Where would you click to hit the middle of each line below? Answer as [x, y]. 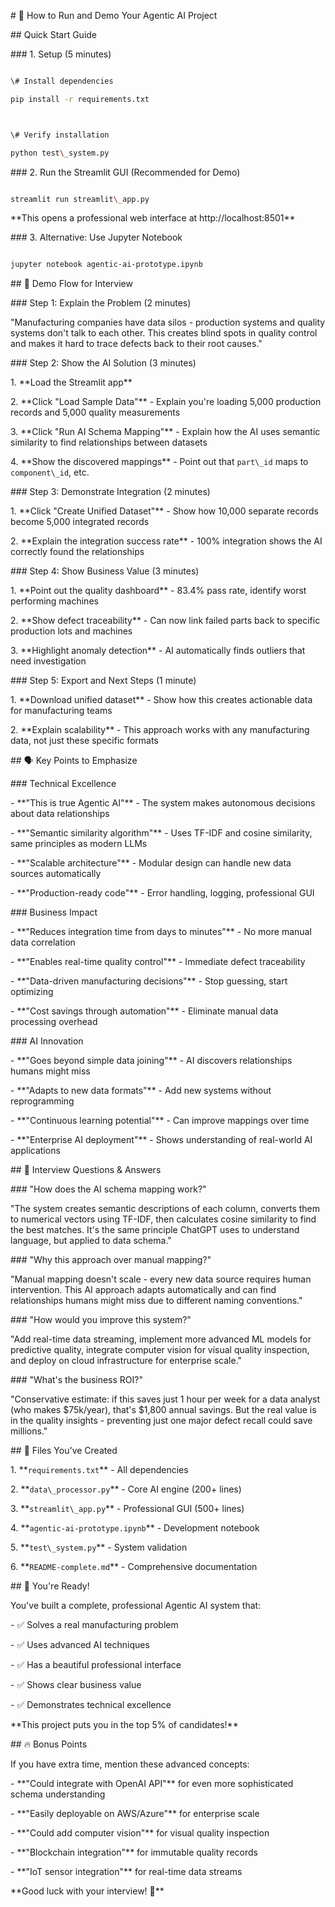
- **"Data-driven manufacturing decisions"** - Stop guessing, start [149, 981]
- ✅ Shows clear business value [76, 1685]
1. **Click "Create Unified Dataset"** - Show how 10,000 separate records [164, 511]
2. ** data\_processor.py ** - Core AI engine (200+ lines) [126, 1489]
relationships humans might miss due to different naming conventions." [156, 1301]
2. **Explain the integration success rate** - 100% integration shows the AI [166, 541]
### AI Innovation [47, 1041]
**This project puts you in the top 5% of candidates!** [124, 1725]
